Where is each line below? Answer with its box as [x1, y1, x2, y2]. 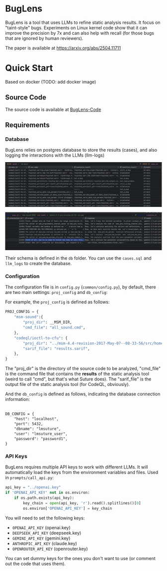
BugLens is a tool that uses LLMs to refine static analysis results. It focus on [5, 19, 161, 25]
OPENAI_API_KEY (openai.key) [12, 524, 71, 530]
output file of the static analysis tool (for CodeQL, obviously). [5, 381, 130, 387]
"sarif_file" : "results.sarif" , [23, 346, 90, 351]
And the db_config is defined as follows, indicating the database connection [5, 391, 161, 397]
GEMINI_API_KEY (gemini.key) [12, 535, 71, 541]
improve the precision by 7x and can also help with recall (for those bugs [5, 30, 154, 36]
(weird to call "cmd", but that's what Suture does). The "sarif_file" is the [5, 376, 152, 382]
